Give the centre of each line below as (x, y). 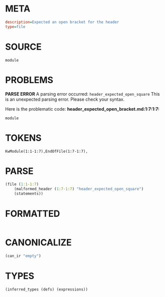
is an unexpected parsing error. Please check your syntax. (65, 99)
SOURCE (23, 47)
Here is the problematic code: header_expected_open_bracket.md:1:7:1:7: (82, 109)
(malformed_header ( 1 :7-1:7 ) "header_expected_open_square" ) (79, 189)
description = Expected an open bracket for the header (62, 22)
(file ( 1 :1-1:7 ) (22, 184)
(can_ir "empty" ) (23, 256)
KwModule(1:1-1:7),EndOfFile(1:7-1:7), (47, 151)
